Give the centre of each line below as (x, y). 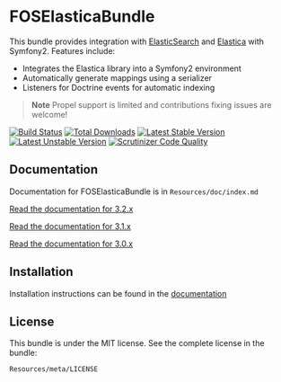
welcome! (49, 114)
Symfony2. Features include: (62, 50)
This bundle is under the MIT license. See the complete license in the (137, 343)
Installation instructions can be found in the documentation (118, 293)
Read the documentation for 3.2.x (71, 209)
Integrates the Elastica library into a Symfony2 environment (132, 68)
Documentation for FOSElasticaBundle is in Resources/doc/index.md (134, 191)
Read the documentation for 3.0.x (71, 244)
